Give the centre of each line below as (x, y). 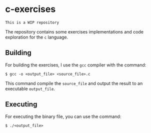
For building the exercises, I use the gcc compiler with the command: (76, 65)
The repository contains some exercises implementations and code (74, 31)
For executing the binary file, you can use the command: (63, 116)
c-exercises (30, 9)
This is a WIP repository (32, 22)
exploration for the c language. (37, 37)
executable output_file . (30, 88)
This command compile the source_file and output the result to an (74, 83)
